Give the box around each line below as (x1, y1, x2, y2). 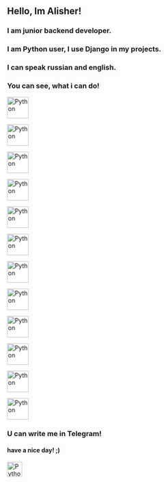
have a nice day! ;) (7, 446, 60, 454)
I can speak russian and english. (7, 63, 117, 73)
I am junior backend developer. (7, 26, 112, 36)
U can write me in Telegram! (7, 429, 102, 439)
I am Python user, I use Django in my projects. (7, 44, 162, 54)
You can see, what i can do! (7, 81, 100, 91)
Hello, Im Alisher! (7, 5, 82, 17)
